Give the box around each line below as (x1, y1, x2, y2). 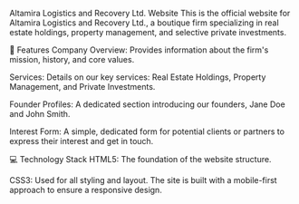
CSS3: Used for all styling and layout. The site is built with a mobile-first (9, 175, 278, 185)
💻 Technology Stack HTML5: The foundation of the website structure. (9, 154, 272, 164)
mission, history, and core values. (9, 54, 135, 64)
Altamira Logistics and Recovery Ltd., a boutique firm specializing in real (9, 17, 279, 28)
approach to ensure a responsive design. (9, 185, 163, 195)
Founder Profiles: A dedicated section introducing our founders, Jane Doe (9, 99, 285, 110)
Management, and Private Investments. (9, 82, 156, 92)
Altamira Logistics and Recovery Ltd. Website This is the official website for (9, 8, 291, 18)
